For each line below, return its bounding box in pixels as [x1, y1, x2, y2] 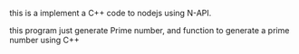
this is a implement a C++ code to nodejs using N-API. [9, 8, 212, 18]
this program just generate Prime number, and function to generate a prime [9, 25, 290, 35]
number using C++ [9, 35, 80, 45]
